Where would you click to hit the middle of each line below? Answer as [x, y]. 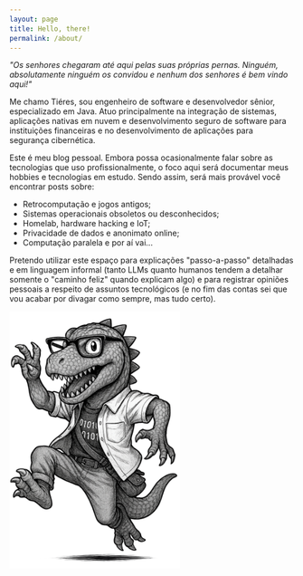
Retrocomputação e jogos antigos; [87, 205]
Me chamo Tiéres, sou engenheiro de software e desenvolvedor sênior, [142, 102]
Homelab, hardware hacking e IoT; [86, 224]
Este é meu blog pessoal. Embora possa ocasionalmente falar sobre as [141, 158]
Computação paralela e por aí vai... [88, 243]
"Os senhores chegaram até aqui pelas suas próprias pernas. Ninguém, [144, 65]
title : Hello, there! [50, 29]
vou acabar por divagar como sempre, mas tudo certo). [113, 299]
